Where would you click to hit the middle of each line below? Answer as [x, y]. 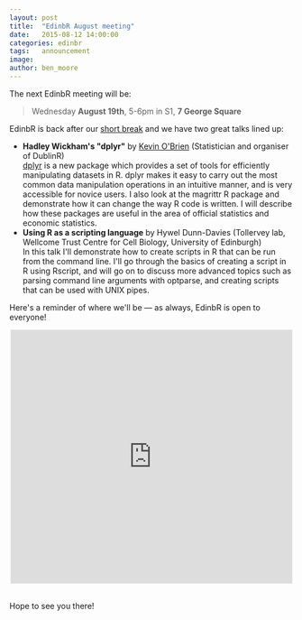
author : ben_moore [44, 69]
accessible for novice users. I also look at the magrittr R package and [151, 194]
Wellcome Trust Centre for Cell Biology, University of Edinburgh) [142, 242]
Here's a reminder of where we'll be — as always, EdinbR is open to [135, 307]
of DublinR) [43, 155]
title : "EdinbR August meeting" [72, 26]
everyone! [28, 317]
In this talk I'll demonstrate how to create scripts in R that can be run [149, 251]
